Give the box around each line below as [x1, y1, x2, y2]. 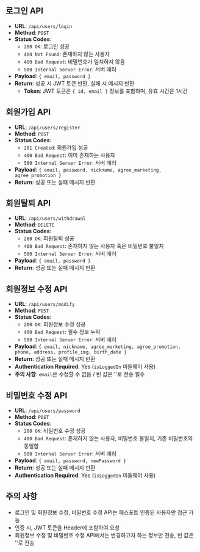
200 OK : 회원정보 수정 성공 [23, 321, 86, 328]
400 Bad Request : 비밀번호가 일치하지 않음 [23, 57, 126, 65]
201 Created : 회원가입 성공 [23, 143, 88, 151]
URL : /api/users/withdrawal [14, 214, 86, 222]
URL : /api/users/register [14, 123, 80, 131]
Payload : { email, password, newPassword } [14, 457, 126, 464]
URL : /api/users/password [14, 407, 80, 414]
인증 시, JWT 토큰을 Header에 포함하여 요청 [14, 524, 120, 531]
